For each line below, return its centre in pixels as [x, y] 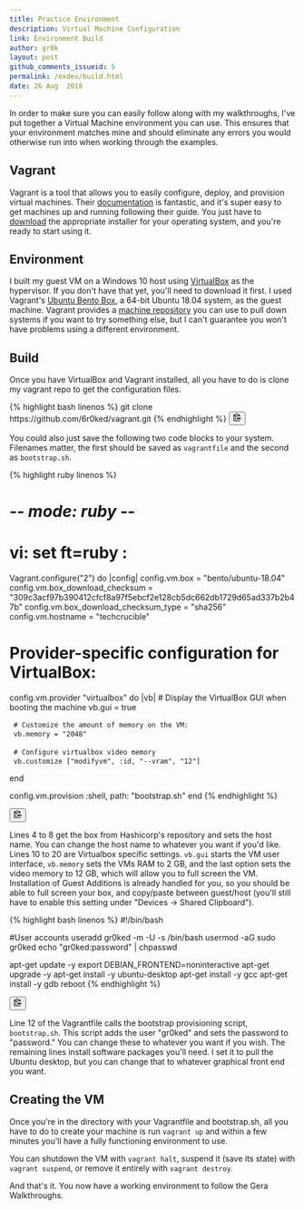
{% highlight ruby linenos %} [63, 475]
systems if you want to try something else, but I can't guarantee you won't [148, 320]
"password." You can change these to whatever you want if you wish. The [147, 1042]
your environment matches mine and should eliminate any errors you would [150, 132]
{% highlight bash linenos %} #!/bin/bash [86, 920]
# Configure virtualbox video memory [84, 753]
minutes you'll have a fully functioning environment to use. [119, 1141]
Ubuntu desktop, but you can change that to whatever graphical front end [147, 1061]
